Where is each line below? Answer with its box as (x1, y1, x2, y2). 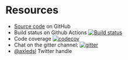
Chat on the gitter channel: (13, 41, 78, 48)
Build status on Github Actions (13, 29, 87, 36)
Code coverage (13, 35, 51, 42)
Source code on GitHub (13, 23, 71, 30)
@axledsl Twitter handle (13, 47, 72, 54)
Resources (5, 3, 59, 17)
